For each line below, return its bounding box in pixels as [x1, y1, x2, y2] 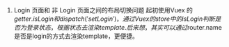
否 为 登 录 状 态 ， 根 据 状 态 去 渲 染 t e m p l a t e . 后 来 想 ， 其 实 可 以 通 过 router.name [13, 23, 223, 31]
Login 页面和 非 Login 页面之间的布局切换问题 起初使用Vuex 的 [13, 6, 193, 14]
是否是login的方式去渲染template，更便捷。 [13, 32, 139, 40]
